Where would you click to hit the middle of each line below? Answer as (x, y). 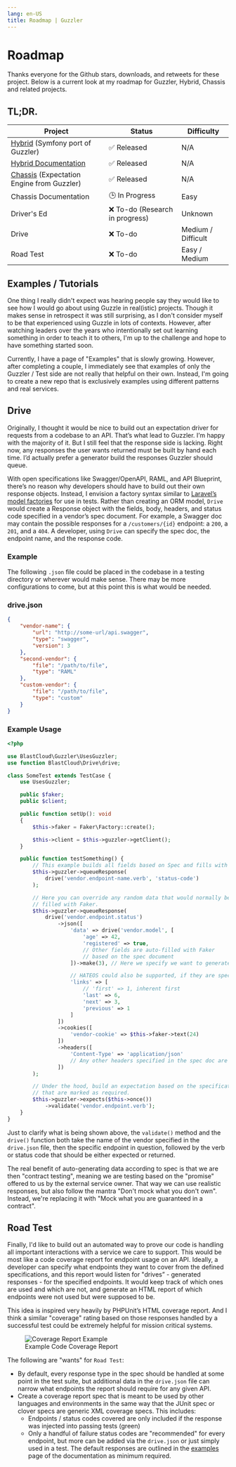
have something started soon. (50, 346)
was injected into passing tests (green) (84, 1426)
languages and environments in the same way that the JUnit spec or (116, 1404)
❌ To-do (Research (141, 209)
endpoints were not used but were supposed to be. (81, 1297)
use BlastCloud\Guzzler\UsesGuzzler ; (63, 756)
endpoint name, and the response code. (65, 538)
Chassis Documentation (50, 196)
